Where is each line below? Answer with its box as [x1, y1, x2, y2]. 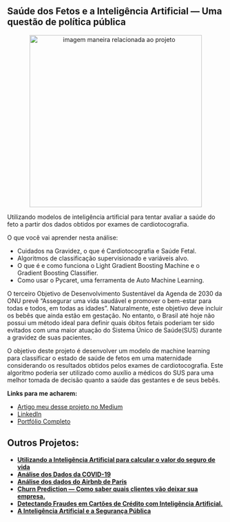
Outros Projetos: [7, 437, 79, 449]
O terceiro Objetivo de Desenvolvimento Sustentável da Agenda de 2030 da [7, 289, 222, 297]
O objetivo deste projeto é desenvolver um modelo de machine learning [7, 346, 210, 355]
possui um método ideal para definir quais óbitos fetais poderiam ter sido [7, 318, 215, 326]
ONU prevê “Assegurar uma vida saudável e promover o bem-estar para [7, 296, 212, 305]
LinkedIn [17, 410, 42, 418]
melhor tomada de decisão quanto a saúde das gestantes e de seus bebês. [7, 375, 220, 384]
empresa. [17, 492, 46, 500]
